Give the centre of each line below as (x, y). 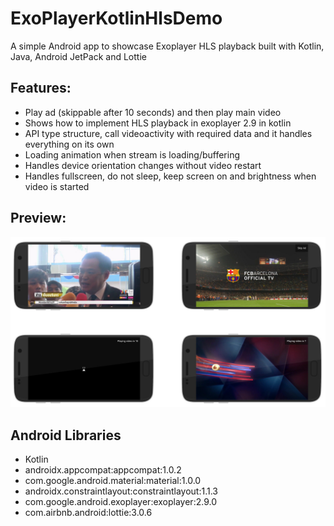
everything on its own (69, 144)
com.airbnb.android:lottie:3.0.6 (88, 513)
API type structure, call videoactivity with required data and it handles (168, 133)
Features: (41, 88)
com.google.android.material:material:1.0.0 (113, 481)
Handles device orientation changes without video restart (143, 165)
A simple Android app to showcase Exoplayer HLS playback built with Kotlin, (167, 46)
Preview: (38, 218)
